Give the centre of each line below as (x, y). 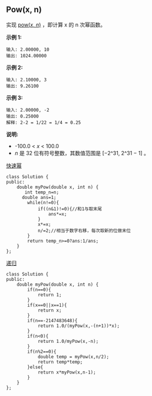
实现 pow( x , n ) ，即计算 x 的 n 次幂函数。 (56, 24)
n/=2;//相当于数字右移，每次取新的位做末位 (84, 230)
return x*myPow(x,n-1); (67, 372)
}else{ (35, 367)
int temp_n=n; (42, 192)
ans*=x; (57, 214)
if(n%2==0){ (42, 351)
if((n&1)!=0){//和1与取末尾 (70, 209)
